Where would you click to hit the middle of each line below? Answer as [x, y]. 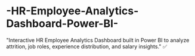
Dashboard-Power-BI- [62, 24]
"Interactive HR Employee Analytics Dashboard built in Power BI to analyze [98, 40]
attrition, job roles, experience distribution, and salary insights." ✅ [87, 46]
